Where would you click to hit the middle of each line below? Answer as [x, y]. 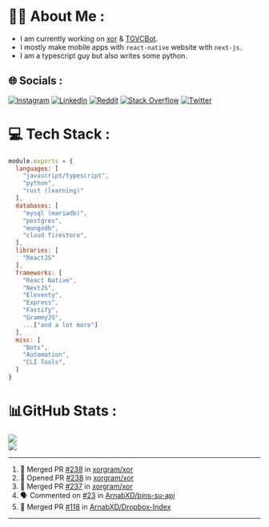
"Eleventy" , [42, 295]
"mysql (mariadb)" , [55, 213]
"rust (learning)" [53, 191]
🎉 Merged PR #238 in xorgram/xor [76, 469]
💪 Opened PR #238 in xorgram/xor [77, 477]
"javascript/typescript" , [66, 176]
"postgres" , [42, 221]
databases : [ [37, 205]
